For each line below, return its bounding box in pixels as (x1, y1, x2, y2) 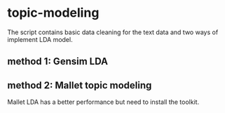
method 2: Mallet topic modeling (7, 79, 152, 91)
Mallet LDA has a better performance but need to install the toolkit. (7, 98, 200, 106)
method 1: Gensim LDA (7, 56, 109, 68)
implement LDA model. (7, 35, 73, 43)
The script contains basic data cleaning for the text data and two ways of (7, 28, 219, 36)
